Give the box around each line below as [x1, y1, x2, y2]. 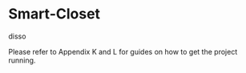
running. [8, 55, 36, 65]
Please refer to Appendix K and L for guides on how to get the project [8, 47, 238, 56]
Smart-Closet [8, 5, 101, 23]
